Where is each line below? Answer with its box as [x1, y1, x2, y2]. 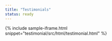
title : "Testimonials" [5, 7, 51, 12]
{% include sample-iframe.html [5, 25, 68, 31]
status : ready [5, 12, 34, 17]
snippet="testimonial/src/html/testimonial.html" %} [5, 30, 107, 36]
